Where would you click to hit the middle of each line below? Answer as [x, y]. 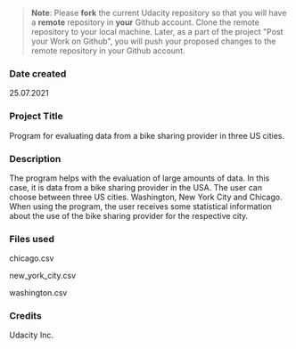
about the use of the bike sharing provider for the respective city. [129, 215]
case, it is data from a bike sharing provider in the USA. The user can [136, 187]
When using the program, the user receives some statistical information [140, 206]
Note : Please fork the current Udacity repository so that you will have [159, 13]
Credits [25, 316]
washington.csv [38, 293]
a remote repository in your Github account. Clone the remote [145, 22]
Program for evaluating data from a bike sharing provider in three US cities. [147, 135]
